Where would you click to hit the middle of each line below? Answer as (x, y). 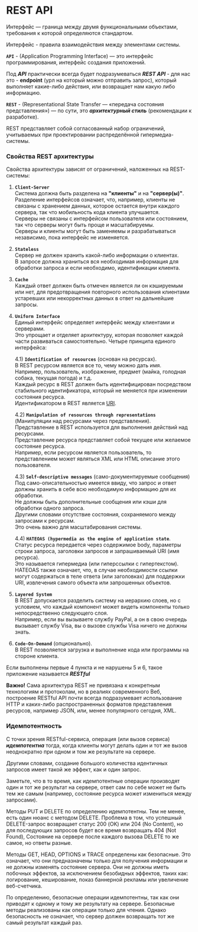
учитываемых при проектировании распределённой (73, 135)
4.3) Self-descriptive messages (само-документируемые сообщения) (102, 477)
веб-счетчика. (24, 886)
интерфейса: (31, 348)
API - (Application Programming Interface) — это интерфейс (80, 56)
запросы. (26, 305)
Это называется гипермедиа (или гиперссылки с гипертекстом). (97, 564)
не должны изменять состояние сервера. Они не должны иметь (88, 867)
